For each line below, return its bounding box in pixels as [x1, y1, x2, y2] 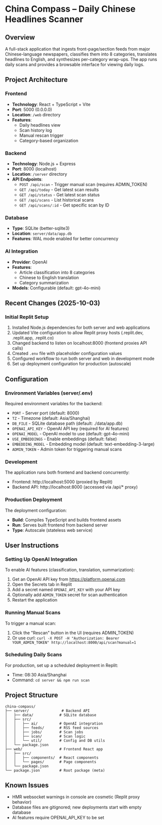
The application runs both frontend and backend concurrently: [5, 469, 130, 475]
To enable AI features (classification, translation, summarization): [5, 567, 135, 573]
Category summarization [19, 280, 69, 285]
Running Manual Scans [5, 609, 61, 616]
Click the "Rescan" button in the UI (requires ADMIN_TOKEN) [12, 630, 134, 636]
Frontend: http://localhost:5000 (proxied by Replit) [12, 479, 113, 485]
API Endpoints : [12, 176, 43, 182]
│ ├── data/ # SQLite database [5, 712, 97, 717]
